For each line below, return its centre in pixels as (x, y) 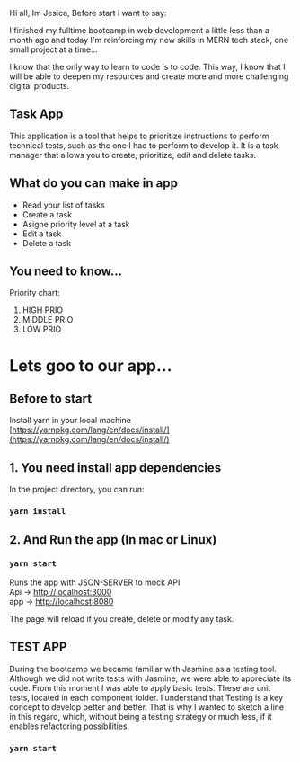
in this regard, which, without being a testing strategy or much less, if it (141, 716)
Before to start (51, 399)
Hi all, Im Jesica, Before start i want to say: (88, 13)
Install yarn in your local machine (71, 421)
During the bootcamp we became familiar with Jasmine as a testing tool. (143, 669)
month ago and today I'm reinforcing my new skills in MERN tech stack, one (149, 40)
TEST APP (38, 647)
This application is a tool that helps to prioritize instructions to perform (139, 136)
